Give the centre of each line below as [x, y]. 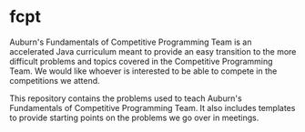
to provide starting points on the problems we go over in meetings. [134, 117]
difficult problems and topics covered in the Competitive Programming [141, 61]
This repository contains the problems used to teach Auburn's [126, 98]
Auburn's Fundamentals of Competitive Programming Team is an [131, 42]
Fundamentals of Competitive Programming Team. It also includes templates [152, 107]
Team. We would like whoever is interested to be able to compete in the [143, 71]
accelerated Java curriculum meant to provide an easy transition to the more [153, 51]
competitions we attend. [55, 80]
